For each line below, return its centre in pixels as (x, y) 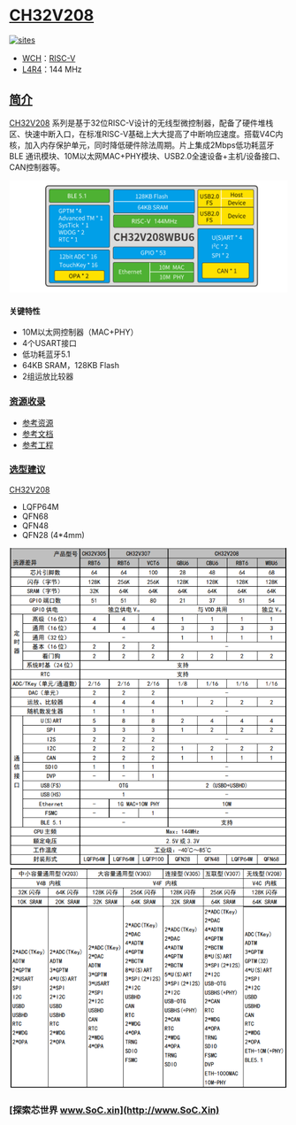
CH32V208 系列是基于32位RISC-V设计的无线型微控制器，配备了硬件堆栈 (141, 123)
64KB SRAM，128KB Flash (70, 366)
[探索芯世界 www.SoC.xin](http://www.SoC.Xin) (114, 1110)
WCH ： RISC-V (49, 58)
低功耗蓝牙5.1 (46, 354)
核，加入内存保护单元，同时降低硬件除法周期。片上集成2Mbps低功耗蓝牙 (142, 145)
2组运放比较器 (48, 376)
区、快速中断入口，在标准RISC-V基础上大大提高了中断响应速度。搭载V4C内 (146, 134)
